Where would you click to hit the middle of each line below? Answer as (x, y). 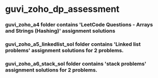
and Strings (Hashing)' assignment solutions (60, 31)
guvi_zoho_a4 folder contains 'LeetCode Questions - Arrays (79, 25)
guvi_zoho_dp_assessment (62, 9)
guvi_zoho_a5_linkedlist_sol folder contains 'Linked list (73, 44)
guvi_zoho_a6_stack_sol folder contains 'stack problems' (76, 64)
